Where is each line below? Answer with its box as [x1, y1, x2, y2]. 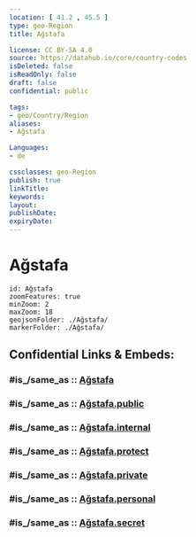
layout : [9, 200, 38, 209]
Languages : [9, 144, 49, 152]
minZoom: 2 [9, 300, 49, 308]
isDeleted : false [9, 62, 73, 71]
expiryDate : [9, 217, 53, 226]
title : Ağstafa [9, 29, 65, 38]
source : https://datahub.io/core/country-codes [9, 54, 188, 63]
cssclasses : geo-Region [9, 167, 97, 176]
